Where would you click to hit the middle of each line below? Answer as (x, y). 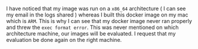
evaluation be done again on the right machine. (64, 40)
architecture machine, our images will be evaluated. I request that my (91, 34)
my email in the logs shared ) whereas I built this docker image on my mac (97, 15)
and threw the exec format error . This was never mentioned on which (92, 27)
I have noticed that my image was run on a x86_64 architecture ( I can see (96, 9)
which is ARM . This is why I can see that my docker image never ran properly (99, 21)
